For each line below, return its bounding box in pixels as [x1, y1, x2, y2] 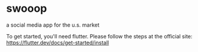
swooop [6, 2, 47, 15]
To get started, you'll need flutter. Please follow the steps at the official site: [6, 32, 193, 40]
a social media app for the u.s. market [6, 21, 100, 28]
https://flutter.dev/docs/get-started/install [6, 39, 109, 46]
